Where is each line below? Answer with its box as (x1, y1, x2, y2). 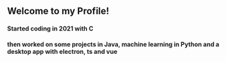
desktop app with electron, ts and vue (7, 47, 118, 55)
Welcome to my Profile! (7, 5, 110, 17)
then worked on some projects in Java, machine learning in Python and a (7, 40, 220, 48)
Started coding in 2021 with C (7, 24, 94, 33)
